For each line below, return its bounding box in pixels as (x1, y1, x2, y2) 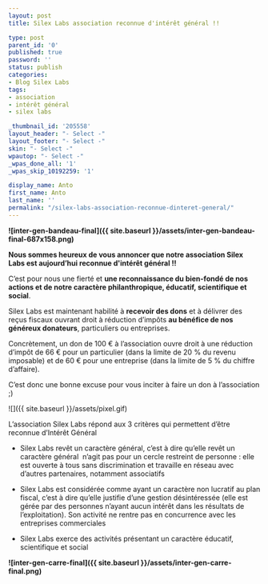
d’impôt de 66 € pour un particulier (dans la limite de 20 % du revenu (8, 347, 236, 357)
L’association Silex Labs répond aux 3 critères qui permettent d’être (8, 419, 230, 429)
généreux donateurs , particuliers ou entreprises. (8, 323, 170, 333)
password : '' (8, 56, 52, 64)
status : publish (8, 63, 62, 72)
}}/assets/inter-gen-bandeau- (152, 226, 256, 235)
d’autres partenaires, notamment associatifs (19, 469, 166, 478)
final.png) (8, 566, 42, 576)
